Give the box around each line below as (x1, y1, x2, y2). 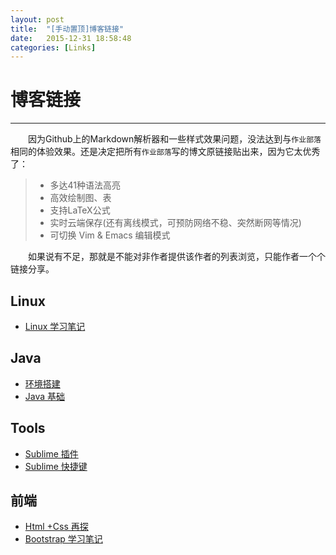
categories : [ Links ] (10, 42, 97, 53)
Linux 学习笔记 (24, 321, 86, 332)
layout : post (10, 14, 65, 25)
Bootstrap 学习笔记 (24, 533, 103, 545)
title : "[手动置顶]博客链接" (10, 24, 125, 34)
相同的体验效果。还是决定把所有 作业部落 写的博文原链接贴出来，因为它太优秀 (10, 146, 321, 158)
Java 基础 (24, 390, 66, 402)
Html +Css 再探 (24, 521, 89, 533)
